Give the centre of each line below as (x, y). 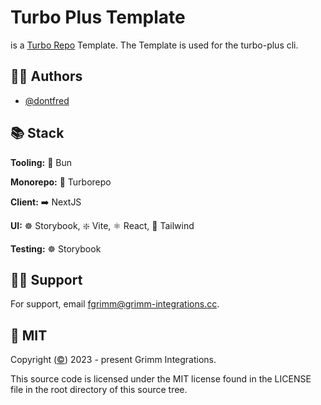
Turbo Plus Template (98, 17)
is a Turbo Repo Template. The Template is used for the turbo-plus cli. (154, 45)
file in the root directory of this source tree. (99, 390)
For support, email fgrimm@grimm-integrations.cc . (115, 304)
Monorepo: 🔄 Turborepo (61, 182)
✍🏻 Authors (46, 76)
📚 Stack (37, 133)
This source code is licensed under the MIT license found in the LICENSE (161, 379)
